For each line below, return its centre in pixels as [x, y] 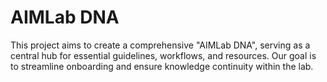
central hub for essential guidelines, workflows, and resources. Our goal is [163, 55]
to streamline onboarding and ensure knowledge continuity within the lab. [162, 66]
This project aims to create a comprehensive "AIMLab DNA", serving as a [160, 45]
